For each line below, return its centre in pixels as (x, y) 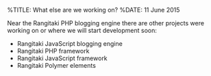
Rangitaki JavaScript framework (62, 58)
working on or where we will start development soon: (82, 30)
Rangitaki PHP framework (53, 51)
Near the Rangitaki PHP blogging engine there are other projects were (105, 23)
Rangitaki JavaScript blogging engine (70, 43)
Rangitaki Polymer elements (56, 65)
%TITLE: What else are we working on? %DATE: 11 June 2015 (94, 10)
